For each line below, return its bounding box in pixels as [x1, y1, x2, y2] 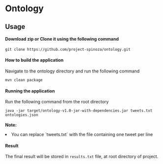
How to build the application [5, 57, 64, 63]
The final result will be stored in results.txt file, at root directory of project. [5, 154, 159, 160]
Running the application [5, 88, 55, 94]
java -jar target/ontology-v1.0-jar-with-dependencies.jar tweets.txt [5, 108, 153, 113]
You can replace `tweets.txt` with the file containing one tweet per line [11, 132, 153, 138]
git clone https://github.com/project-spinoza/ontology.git [5, 47, 131, 52]
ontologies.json [5, 113, 38, 117]
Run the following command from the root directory [5, 99, 109, 105]
